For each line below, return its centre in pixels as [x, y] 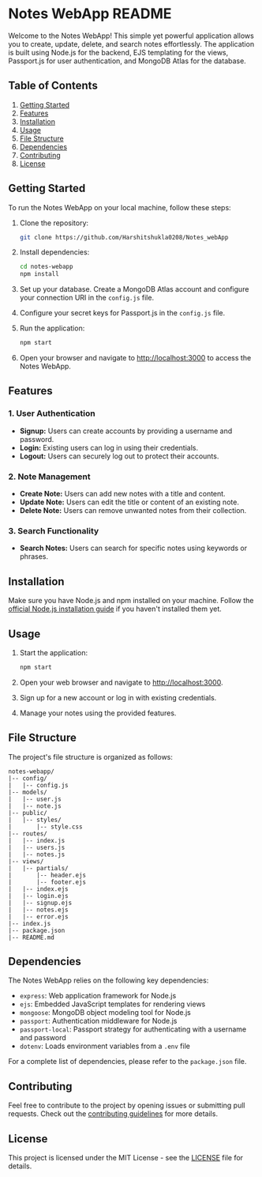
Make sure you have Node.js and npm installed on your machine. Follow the [131, 601]
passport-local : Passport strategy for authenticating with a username [133, 1029]
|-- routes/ [28, 834]
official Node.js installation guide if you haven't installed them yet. [115, 609]
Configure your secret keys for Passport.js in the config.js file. [122, 313]
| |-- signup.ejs [40, 903]
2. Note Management [49, 477]
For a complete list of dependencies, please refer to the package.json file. [127, 1062]
